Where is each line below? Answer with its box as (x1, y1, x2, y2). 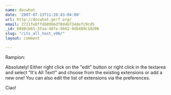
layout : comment (5, 36, 40, 41)
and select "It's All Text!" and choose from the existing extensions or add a (5, 69, 162, 75)
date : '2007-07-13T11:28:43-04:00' (5, 12, 81, 17)
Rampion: (5, 54, 26, 60)
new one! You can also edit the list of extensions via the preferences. (5, 75, 151, 81)
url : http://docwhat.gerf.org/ (5, 17, 72, 22)
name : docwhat (5, 7, 36, 13)
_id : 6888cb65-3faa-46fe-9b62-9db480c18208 (5, 26, 100, 31)
